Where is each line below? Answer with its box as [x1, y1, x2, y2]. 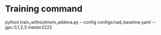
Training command [5, 3, 82, 14]
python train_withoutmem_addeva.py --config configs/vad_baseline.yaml [5, 19, 151, 25]
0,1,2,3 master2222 [14, 24, 52, 30]
